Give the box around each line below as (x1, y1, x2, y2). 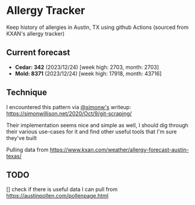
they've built (6, 134, 37, 142)
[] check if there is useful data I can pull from (6, 186, 118, 193)
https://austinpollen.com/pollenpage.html (6, 192, 109, 200)
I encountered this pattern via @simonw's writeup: (6, 103, 131, 110)
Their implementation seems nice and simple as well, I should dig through (6, 121, 188, 128)
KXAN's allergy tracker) (6, 30, 65, 37)
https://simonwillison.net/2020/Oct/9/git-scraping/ (6, 110, 132, 117)
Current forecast (6, 48, 70, 58)
